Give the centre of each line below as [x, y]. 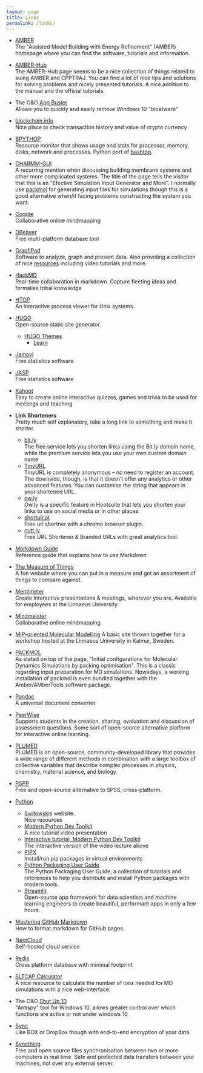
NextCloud [28, 940]
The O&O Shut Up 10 [41, 1001]
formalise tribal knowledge [48, 288]
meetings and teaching [44, 404]
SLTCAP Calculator [38, 977]
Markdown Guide [37, 549]
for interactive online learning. [52, 734]
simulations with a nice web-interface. [63, 989]
